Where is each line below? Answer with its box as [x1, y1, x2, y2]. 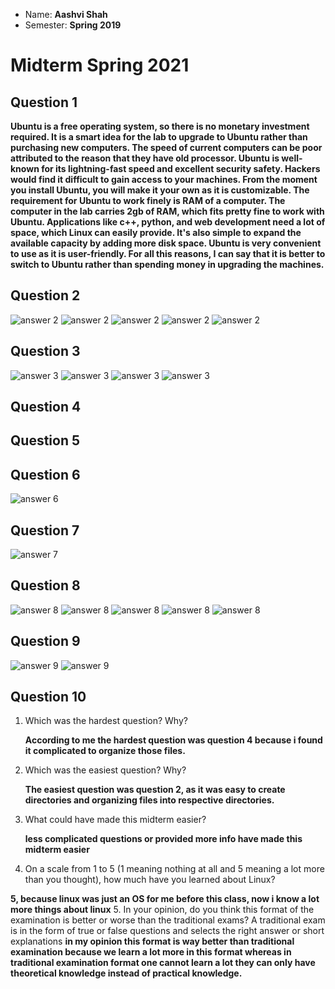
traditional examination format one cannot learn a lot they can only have [10, 957, 316, 969]
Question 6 [10, 466, 81, 483]
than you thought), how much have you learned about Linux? [24, 874, 276, 886]
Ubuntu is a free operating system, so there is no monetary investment [10, 120, 310, 132]
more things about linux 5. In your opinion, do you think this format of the [10, 904, 315, 916]
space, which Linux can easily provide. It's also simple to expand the [10, 227, 302, 238]
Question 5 [10, 432, 81, 449]
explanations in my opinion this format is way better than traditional [10, 935, 295, 948]
